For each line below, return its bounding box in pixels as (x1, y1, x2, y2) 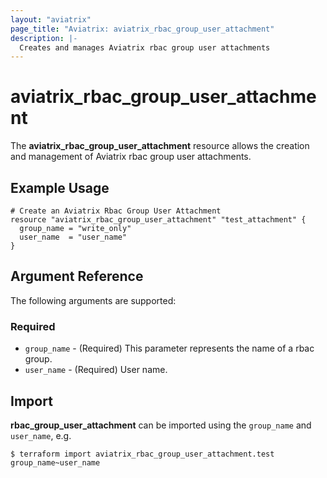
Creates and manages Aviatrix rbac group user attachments (19, 42, 271, 53)
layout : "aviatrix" (10, 14, 92, 25)
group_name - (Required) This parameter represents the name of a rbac (24, 342, 315, 355)
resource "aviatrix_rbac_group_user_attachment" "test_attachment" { (10, 215, 307, 225)
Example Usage (10, 179, 110, 196)
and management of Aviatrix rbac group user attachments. (10, 151, 252, 163)
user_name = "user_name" (19, 232, 128, 242)
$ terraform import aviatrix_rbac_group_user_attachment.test (10, 449, 275, 459)
